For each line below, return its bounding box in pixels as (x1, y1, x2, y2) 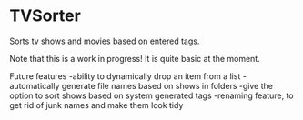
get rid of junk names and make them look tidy (9, 99, 184, 110)
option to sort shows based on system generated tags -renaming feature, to (9, 90, 294, 101)
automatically (9, 80, 60, 91)
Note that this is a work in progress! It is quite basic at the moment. (9, 53, 261, 64)
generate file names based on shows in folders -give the (61, 80, 273, 91)
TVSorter (9, 5, 82, 26)
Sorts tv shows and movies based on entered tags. (9, 35, 200, 46)
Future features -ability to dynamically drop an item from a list (9, 70, 241, 82)
